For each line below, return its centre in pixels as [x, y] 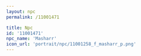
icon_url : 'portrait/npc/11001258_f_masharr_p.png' [71, 44]
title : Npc [20, 28]
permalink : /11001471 [33, 17]
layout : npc [21, 11]
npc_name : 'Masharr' [32, 39]
